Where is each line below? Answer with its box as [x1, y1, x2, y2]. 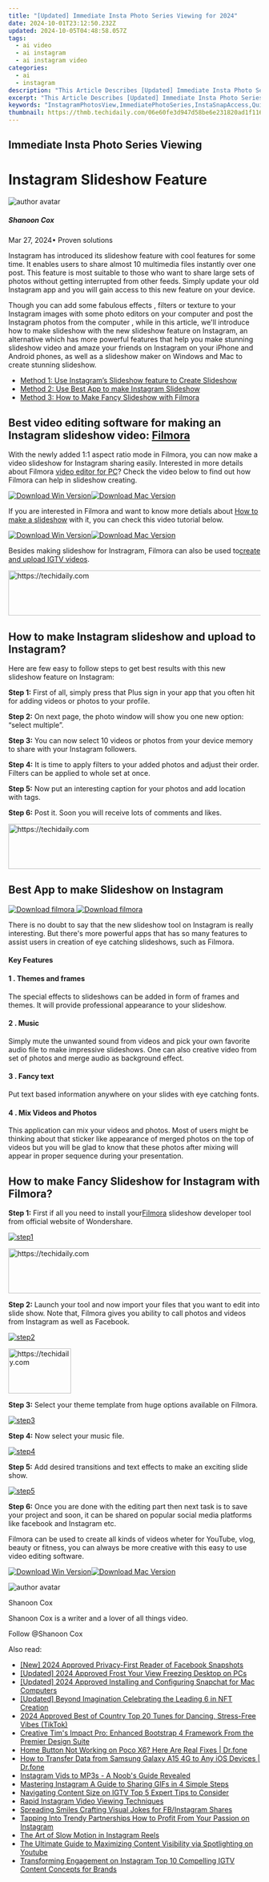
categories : [8, 64, 48, 72]
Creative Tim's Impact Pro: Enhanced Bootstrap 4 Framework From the [19, 1728, 254, 1738]
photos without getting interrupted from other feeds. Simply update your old [8, 277, 259, 286]
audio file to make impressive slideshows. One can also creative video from [8, 1044, 258, 1054]
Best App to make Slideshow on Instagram [8, 883, 224, 897]
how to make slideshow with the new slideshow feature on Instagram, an [8, 326, 248, 336]
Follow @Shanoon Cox [8, 1629, 83, 1638]
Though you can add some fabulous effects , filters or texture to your [8, 301, 236, 310]
